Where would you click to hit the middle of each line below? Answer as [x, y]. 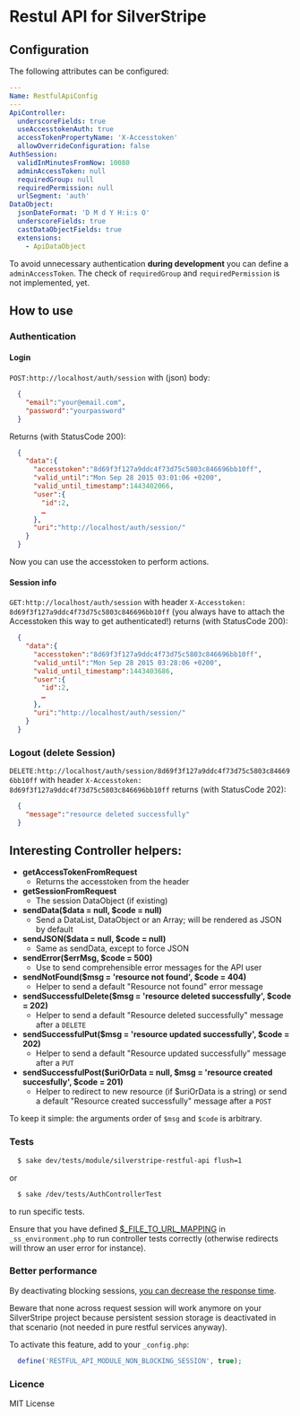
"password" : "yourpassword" [76, 410]
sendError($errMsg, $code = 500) [87, 958]
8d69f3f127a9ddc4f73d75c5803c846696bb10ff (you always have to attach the [147, 611]
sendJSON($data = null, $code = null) [94, 939]
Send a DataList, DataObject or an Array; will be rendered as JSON [159, 920]
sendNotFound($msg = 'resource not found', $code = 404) [134, 977]
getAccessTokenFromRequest [80, 872]
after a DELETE [61, 1025]
